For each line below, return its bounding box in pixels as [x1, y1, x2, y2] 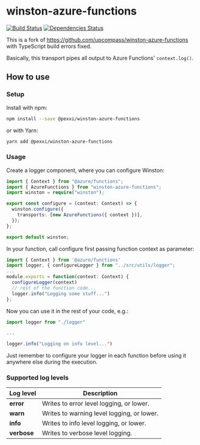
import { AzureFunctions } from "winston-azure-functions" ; [6, 184, 162, 190]
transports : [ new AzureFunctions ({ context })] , [17, 212, 143, 218]
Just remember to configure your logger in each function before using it [6, 352, 187, 359]
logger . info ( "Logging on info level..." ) [6, 341, 113, 347]
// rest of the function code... [12, 285, 97, 291]
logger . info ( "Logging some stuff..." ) [12, 290, 111, 297]
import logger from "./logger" [6, 319, 86, 325]
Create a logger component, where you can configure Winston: [6, 166, 165, 174]
